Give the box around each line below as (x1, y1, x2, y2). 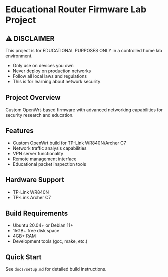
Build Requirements (5, 209, 68, 217)
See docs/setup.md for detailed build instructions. (5, 266, 107, 272)
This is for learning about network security (12, 79, 101, 84)
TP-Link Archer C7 (12, 195, 51, 201)
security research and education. (5, 112, 74, 118)
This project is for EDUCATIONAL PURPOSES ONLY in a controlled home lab (5, 48, 162, 53)
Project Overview (5, 93, 61, 102)
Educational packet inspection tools (12, 161, 86, 167)
